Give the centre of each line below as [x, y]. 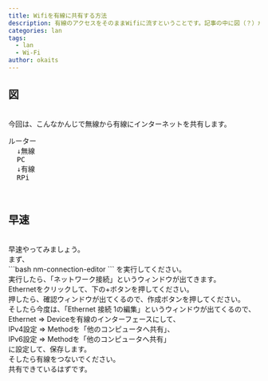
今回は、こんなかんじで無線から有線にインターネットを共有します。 [120, 124]
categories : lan [35, 30]
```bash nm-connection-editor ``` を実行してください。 [97, 269]
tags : [17, 38]
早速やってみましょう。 [47, 249]
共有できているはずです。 [50, 369]
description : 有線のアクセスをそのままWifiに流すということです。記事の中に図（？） [133, 23]
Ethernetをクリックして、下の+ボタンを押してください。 [101, 289]
